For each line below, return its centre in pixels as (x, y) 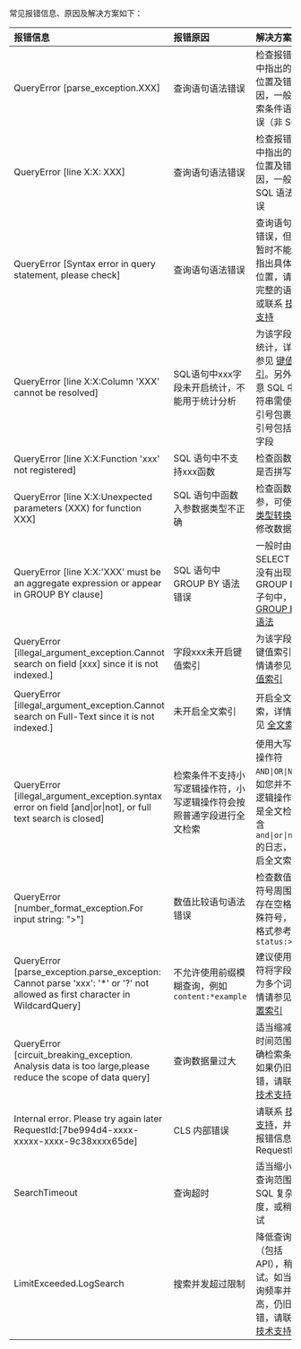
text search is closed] (59, 818)
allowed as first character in (72, 994)
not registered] (45, 470)
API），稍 (274, 1264)
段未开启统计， (205, 388)
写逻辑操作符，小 (209, 789)
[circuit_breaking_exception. (73, 1055)
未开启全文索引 (205, 711)
